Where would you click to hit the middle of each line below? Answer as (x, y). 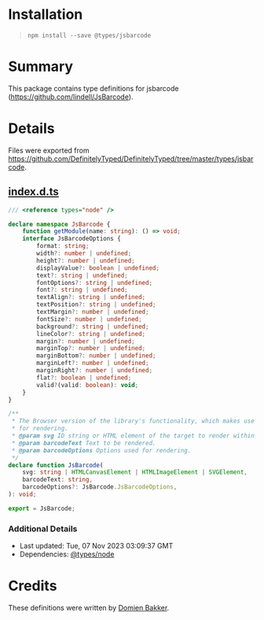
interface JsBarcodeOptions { (72, 239)
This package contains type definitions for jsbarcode (93, 88)
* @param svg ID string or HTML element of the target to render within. (135, 436)
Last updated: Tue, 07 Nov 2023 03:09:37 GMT (96, 546)
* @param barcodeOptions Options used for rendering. (101, 450)
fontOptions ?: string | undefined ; (95, 282)
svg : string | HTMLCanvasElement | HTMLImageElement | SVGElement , (135, 472)
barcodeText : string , (57, 480)
